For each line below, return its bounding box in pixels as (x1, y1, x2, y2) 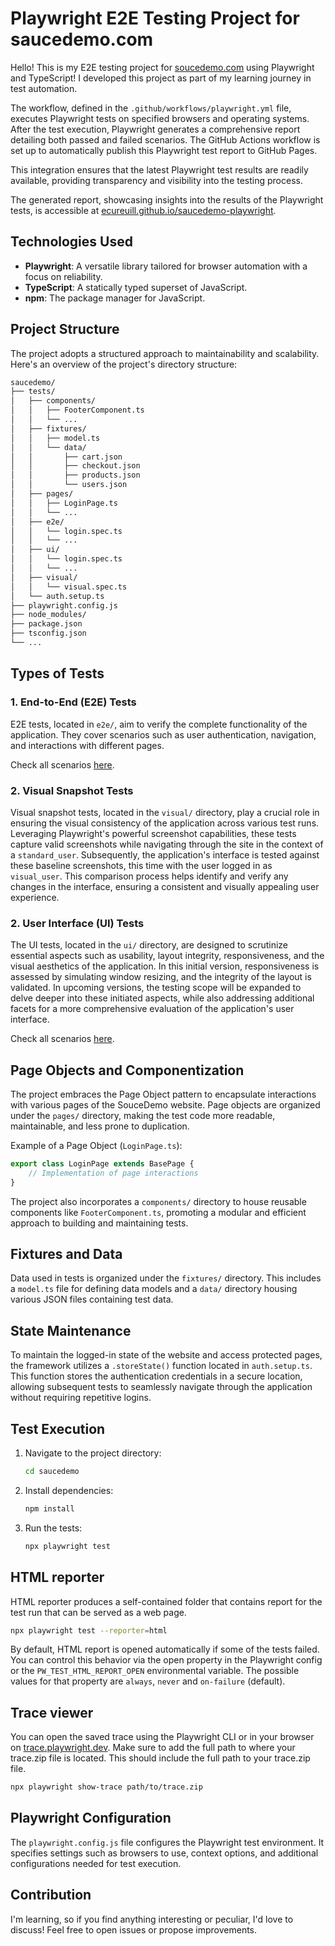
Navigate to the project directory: (24, 1447, 162, 1459)
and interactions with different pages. (10, 739, 165, 751)
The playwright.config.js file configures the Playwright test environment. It (10, 1836, 325, 1848)
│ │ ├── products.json (10, 470, 141, 481)
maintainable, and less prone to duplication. (10, 1120, 190, 1132)
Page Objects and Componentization (10, 1062, 245, 1079)
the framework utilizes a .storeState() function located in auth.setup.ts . (10, 1360, 313, 1372)
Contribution (10, 1887, 92, 1904)
